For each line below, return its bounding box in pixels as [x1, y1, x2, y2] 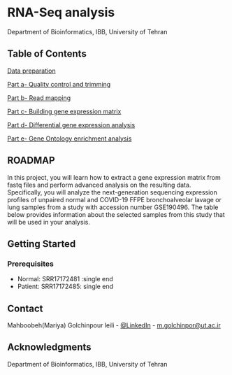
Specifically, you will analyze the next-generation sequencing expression [7, 187, 218, 197]
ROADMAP [7, 155, 55, 167]
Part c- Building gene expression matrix [7, 107, 122, 115]
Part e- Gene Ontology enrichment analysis [7, 134, 132, 143]
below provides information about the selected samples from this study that [7, 210, 225, 218]
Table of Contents [7, 48, 87, 60]
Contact [7, 302, 43, 314]
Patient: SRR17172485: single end [17, 282, 114, 291]
